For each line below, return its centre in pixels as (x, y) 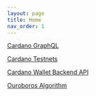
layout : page (26, 13)
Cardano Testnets (32, 59)
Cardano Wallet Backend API (48, 72)
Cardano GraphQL (33, 46)
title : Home (24, 20)
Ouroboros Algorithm (37, 86)
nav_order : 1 (26, 26)
